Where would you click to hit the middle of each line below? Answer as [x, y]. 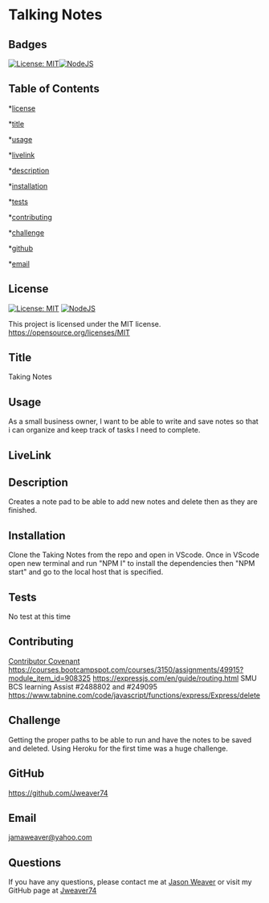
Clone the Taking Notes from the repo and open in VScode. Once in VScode [134, 555]
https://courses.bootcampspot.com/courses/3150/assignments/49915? [126, 669]
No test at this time [39, 616]
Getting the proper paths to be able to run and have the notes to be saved [130, 739]
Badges [28, 45]
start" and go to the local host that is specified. [86, 572]
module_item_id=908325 [49, 678]
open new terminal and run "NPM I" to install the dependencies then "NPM [132, 563]
